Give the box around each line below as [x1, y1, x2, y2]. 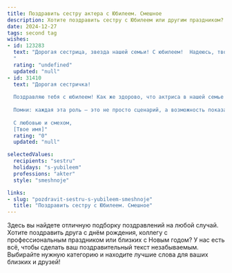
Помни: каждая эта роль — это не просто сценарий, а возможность [13, 106, 206, 113]
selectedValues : [7, 151, 54, 158]
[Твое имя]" [13, 126, 48, 133]
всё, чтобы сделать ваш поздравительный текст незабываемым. [7, 243, 199, 252]
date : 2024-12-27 [7, 23, 57, 30]
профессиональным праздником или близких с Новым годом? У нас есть [7, 236, 225, 244]
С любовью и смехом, [13, 119, 72, 126]
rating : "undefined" [13, 62, 72, 68]
